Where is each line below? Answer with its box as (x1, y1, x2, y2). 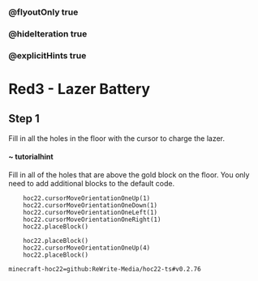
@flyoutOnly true (8, 6, 79, 18)
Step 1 (8, 112, 41, 126)
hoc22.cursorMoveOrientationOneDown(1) (23, 201, 158, 209)
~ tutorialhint (8, 152, 54, 162)
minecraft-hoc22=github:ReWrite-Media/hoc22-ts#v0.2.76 (8, 265, 201, 273)
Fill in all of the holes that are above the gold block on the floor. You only (8, 169, 250, 180)
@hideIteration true (8, 28, 88, 39)
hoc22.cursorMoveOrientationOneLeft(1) (23, 208, 158, 216)
